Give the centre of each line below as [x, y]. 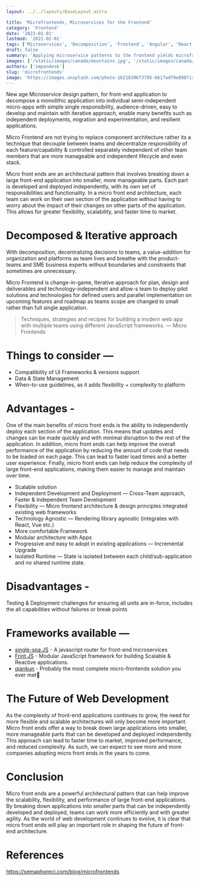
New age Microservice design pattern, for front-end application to [87, 94]
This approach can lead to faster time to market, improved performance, [94, 740]
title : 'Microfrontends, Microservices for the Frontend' [79, 22]
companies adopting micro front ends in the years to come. [78, 753]
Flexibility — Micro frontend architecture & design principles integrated [101, 506]
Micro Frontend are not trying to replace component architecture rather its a [99, 138]
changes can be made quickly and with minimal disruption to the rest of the [98, 438]
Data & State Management [46, 379]
